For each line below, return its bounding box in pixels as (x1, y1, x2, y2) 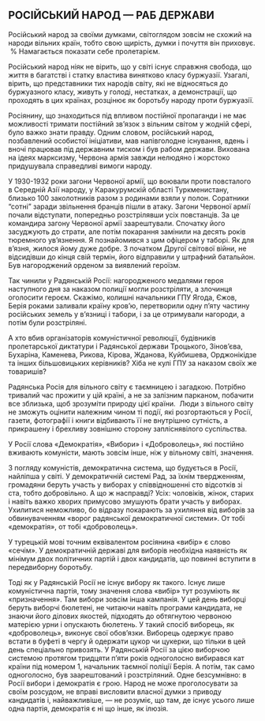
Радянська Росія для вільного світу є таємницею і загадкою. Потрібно (8, 382, 246, 391)
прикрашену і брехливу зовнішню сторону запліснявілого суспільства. (8, 424, 248, 433)
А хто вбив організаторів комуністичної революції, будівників (8, 333, 216, 342)
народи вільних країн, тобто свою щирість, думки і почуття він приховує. (8, 38, 256, 47)
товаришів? (8, 366, 47, 376)
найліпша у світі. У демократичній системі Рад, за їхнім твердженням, (8, 471, 246, 481)
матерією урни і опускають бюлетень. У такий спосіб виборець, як (8, 619, 235, 629)
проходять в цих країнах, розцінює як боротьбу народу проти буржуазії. (8, 95, 254, 104)
